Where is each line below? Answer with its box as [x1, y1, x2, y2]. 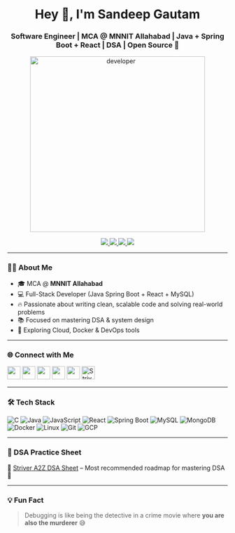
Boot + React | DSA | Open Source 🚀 [55, 40, 180, 50]
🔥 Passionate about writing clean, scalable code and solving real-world [17, 300, 223, 308]
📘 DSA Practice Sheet [7, 447, 82, 457]
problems [17, 308, 45, 316]
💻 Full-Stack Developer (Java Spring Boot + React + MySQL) [17, 289, 194, 298]
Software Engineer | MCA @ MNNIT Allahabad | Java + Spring [10, 32, 225, 41]
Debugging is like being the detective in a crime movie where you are [24, 511, 225, 519]
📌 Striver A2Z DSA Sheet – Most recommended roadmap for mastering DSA [7, 463, 225, 472]
